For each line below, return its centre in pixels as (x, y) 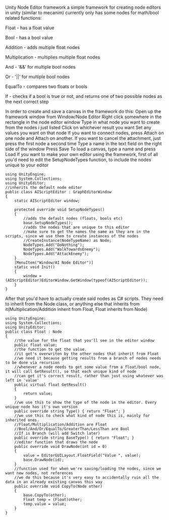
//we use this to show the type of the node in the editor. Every (86, 402)
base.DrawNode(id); (44, 460)
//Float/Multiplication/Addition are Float (61, 425)
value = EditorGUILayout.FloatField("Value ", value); (82, 455)
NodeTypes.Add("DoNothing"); (54, 245)
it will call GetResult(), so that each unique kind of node (71, 372)
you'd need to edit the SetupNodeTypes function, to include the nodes (78, 160)
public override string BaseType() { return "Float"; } (74, 438)
